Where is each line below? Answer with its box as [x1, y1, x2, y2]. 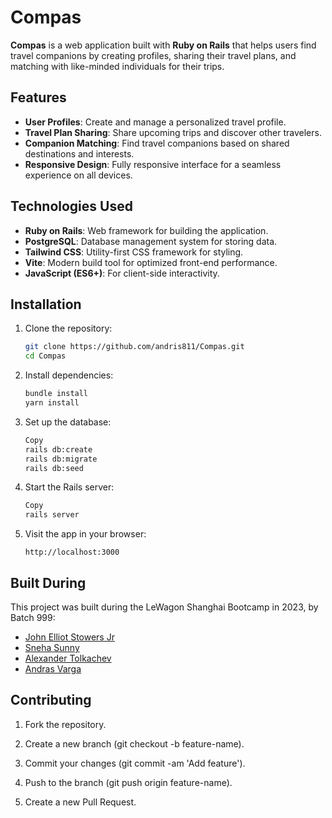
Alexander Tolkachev [24, 652, 112, 664]
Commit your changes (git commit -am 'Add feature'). [24, 757, 246, 769]
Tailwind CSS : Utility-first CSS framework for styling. [24, 246, 244, 258]
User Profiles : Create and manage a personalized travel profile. [24, 116, 287, 128]
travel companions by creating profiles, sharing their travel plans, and [10, 49, 297, 61]
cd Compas [24, 351, 67, 361]
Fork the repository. [24, 718, 107, 730]
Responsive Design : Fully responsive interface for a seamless [24, 158, 282, 170]
